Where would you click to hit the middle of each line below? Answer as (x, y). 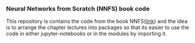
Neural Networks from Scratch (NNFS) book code (78, 9)
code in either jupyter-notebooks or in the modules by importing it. (87, 34)
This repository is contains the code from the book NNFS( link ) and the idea (97, 21)
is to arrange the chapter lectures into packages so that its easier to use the (97, 27)
